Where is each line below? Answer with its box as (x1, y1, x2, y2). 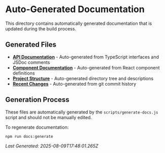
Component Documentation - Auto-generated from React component (12, 64, 160, 70)
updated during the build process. (5, 25, 76, 31)
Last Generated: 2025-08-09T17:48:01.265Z (5, 143, 98, 149)
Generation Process (5, 95, 70, 104)
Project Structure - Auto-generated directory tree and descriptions (12, 75, 154, 82)
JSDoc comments (12, 59, 50, 65)
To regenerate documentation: (5, 124, 69, 130)
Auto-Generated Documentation (5, 4, 145, 15)
